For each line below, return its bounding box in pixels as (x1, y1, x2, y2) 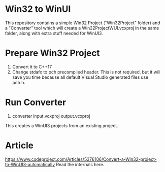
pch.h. (12, 79, 26, 85)
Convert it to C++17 (12, 64, 52, 69)
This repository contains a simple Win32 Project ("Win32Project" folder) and (5, 20, 160, 26)
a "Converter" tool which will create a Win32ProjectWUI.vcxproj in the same (5, 25, 159, 31)
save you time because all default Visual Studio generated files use (12, 74, 149, 80)
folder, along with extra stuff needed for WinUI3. (5, 30, 103, 36)
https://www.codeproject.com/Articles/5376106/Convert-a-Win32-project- (5, 156, 157, 162)
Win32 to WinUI (5, 3, 71, 15)
